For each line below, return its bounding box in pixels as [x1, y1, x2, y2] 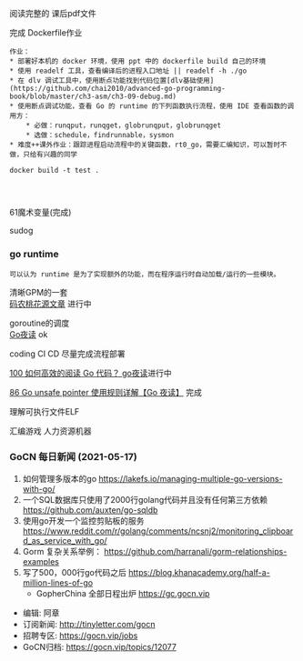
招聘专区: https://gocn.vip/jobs [22, 630, 138, 641]
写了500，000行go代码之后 [22, 566, 127, 577]
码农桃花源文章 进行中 [9, 298, 92, 309]
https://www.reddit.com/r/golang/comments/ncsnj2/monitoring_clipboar [22, 526, 294, 536]
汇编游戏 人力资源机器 [9, 426, 92, 436]
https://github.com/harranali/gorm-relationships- [104, 546, 288, 556]
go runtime [9, 247, 59, 260]
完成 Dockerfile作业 [9, 27, 83, 38]
